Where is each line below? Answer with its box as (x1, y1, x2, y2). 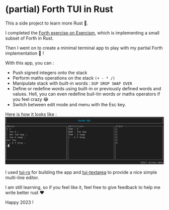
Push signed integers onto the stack (12, 69, 88, 76)
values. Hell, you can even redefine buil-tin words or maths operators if (12, 91, 160, 97)
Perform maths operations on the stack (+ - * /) (12, 75, 116, 81)
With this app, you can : (5, 60, 54, 66)
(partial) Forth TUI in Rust (5, 4, 113, 15)
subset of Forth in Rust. (5, 35, 54, 41)
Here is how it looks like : (5, 111, 57, 117)
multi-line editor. (5, 174, 39, 181)
